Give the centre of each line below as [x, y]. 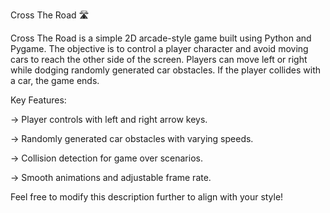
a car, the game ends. [55, 80]
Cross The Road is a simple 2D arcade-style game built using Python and [161, 38]
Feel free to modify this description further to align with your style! [147, 197]
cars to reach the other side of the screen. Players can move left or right [159, 59]
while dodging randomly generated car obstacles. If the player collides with [165, 70]
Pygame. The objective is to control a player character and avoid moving [159, 48]
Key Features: [38, 100]
